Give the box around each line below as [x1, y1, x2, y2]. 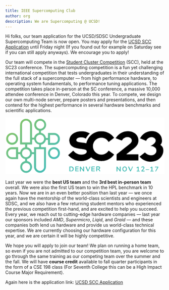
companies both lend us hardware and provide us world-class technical [5, 222, 154, 228]
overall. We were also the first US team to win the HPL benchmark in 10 [5, 184, 153, 190]
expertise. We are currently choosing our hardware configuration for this [5, 227, 156, 233]
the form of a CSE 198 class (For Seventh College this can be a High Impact [5, 264, 162, 270]
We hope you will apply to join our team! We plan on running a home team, [5, 243, 160, 249]
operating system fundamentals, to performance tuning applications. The [5, 81, 157, 87]
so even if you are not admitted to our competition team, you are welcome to [5, 248, 164, 254]
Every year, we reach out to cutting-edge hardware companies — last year [5, 211, 160, 217]
